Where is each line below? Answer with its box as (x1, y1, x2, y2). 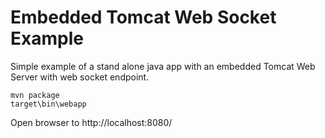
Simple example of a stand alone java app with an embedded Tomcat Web (10, 60, 316, 72)
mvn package (10, 90, 60, 100)
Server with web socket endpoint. (10, 71, 150, 83)
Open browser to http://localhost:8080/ (10, 116, 173, 128)
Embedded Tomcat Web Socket (10, 6, 277, 29)
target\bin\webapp (10, 99, 87, 109)
